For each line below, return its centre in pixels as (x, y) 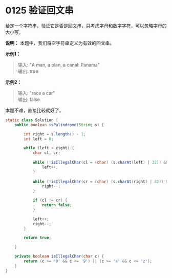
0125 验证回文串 (39, 11)
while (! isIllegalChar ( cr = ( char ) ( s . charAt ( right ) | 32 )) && (101, 182)
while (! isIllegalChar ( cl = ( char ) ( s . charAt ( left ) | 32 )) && (100, 163)
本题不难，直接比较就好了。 (35, 110)
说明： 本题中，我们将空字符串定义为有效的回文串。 (60, 43)
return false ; (57, 205)
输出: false (29, 99)
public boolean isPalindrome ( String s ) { (59, 125)
